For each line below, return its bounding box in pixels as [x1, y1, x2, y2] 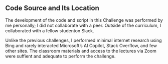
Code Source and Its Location [5, 4, 99, 12]
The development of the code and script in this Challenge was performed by [5, 17, 163, 23]
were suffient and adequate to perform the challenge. [5, 53, 116, 59]
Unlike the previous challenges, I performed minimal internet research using [5, 37, 162, 43]
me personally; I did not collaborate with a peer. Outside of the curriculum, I [5, 22, 161, 28]
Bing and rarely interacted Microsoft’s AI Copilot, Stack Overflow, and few [5, 42, 157, 49]
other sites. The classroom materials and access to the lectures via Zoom [5, 48, 156, 54]
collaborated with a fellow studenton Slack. [5, 27, 94, 34]
